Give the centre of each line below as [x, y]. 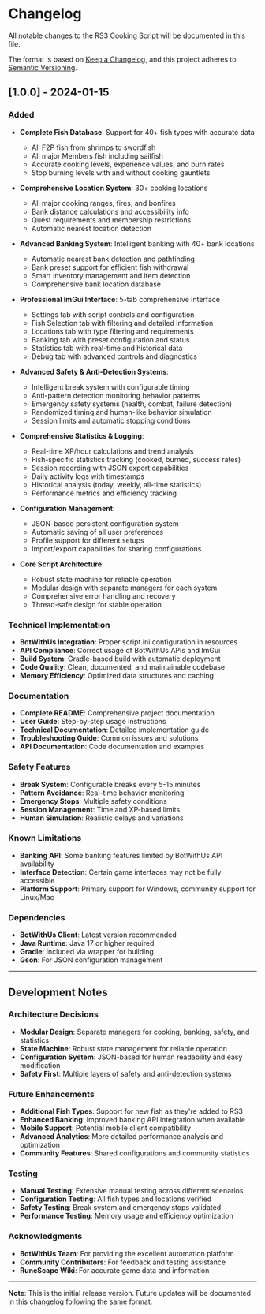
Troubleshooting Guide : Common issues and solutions [109, 738]
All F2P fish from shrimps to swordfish [93, 147]
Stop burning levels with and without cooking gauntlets [121, 172]
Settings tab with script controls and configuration [113, 314]
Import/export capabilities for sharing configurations [116, 548]
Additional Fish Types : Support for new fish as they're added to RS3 [131, 1111]
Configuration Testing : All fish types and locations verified [116, 1199]
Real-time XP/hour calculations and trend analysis [112, 451]
